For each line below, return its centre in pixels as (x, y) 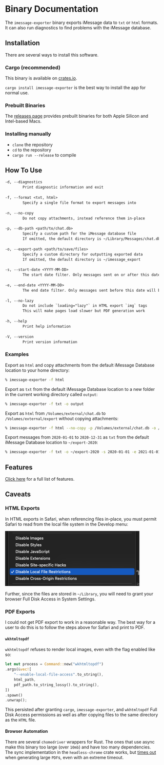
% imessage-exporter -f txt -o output (44, 404)
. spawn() (14, 695)
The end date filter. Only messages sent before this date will (89, 290)
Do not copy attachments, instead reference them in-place (84, 218)
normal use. (17, 93)
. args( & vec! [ (18, 669)
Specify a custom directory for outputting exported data (83, 254)
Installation (22, 43)
